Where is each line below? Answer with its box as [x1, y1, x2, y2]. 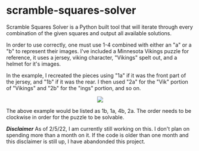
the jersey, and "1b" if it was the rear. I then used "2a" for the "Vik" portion [6, 78, 189, 85]
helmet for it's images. [6, 60, 61, 67]
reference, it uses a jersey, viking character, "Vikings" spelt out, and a [6, 54, 178, 61]
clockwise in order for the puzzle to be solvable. [6, 113, 125, 121]
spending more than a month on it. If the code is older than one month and [6, 131, 189, 138]
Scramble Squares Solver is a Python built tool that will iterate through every [6, 23, 194, 30]
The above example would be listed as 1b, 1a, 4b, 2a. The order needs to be [6, 107, 192, 114]
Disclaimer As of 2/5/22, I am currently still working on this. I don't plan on [6, 125, 189, 132]
